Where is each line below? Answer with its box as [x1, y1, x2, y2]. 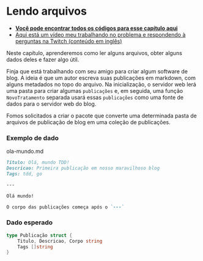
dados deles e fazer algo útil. [6, 56, 79, 63]
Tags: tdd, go [6, 171, 43, 177]
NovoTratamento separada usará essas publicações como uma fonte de [6, 94, 184, 101]
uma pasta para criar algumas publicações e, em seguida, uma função [6, 87, 183, 94]
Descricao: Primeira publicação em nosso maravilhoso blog [6, 165, 160, 172]
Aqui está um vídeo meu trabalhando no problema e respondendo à [15, 31, 186, 38]
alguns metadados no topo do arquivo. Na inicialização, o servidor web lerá [6, 81, 197, 88]
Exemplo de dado [6, 133, 59, 142]
